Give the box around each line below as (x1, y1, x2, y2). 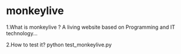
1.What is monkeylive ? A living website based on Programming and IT (6, 23, 175, 31)
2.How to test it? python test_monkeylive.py (6, 41, 112, 48)
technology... (6, 29, 38, 36)
